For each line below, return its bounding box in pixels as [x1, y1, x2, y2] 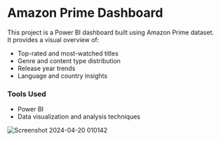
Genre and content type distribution [17, 56, 121, 65]
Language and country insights [17, 72, 107, 80]
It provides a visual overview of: [7, 35, 100, 43]
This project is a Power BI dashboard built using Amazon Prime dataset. [7, 28, 215, 36]
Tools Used [7, 89, 47, 99]
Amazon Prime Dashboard [7, 5, 163, 21]
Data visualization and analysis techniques [17, 112, 140, 121]
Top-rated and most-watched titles [17, 49, 119, 58]
